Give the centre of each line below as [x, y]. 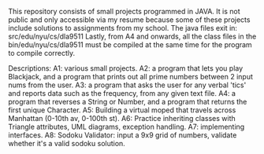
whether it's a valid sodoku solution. [67, 143]
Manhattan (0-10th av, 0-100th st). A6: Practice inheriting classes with [122, 118]
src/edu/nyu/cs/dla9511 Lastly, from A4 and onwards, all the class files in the [132, 36]
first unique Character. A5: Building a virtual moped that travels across [122, 110]
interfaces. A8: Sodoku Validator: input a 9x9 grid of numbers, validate [123, 135]
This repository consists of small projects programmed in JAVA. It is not [124, 11]
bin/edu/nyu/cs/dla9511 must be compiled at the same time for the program [130, 45]
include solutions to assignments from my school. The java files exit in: [123, 28]
